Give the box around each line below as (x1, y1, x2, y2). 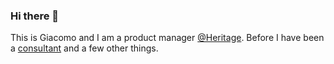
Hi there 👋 (10, 9, 60, 23)
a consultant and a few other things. (10, 42, 159, 54)
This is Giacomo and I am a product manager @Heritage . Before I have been (10, 32, 325, 44)
